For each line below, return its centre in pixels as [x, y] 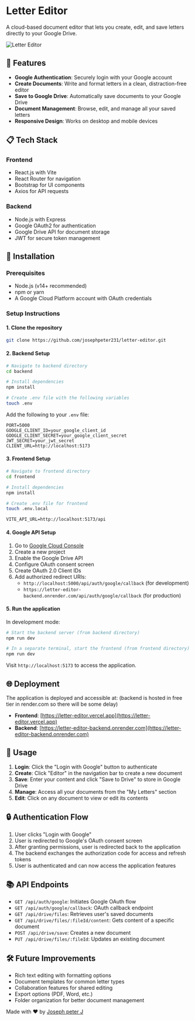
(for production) [162, 595]
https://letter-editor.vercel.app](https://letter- [96, 716]
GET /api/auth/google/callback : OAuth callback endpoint [84, 908]
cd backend [19, 371]
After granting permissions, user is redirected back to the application [97, 847]
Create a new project [40, 552]
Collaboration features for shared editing [64, 988]
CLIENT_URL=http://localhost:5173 [48, 446]
